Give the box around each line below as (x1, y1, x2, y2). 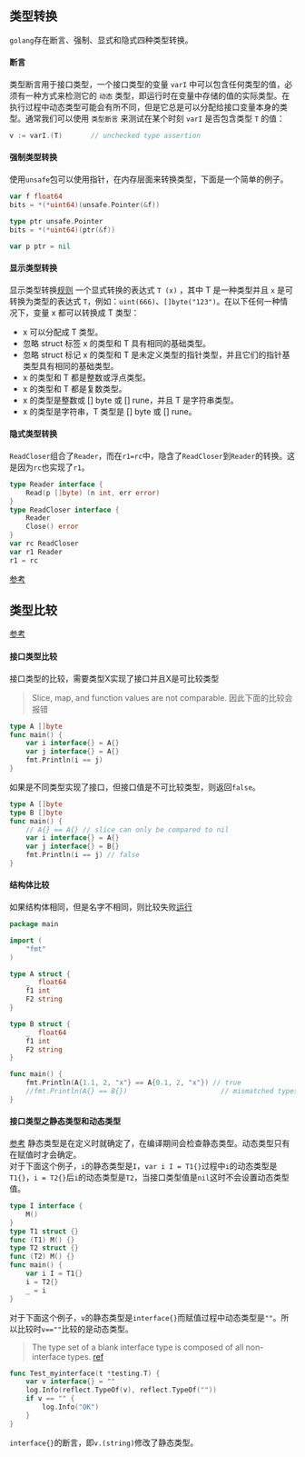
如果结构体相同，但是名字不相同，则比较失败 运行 (9, 902, 192, 913)
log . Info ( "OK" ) (42, 1402, 100, 1412)
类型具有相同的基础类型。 (22, 360, 119, 371)
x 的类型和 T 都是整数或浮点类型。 (22, 372, 152, 383)
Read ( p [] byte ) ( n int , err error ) (25, 488, 161, 497)
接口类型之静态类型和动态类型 (9, 1116, 121, 1127)
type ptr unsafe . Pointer (9, 216, 103, 225)
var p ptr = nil (9, 242, 71, 251)
